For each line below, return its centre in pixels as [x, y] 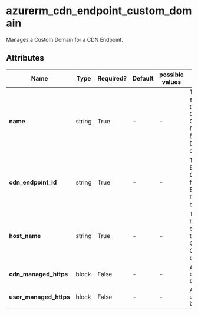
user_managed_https [39, 297]
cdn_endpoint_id [33, 182]
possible [171, 75]
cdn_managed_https [39, 274]
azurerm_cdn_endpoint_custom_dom [99, 11]
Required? [112, 78]
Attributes [25, 58]
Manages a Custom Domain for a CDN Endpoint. [65, 39]
